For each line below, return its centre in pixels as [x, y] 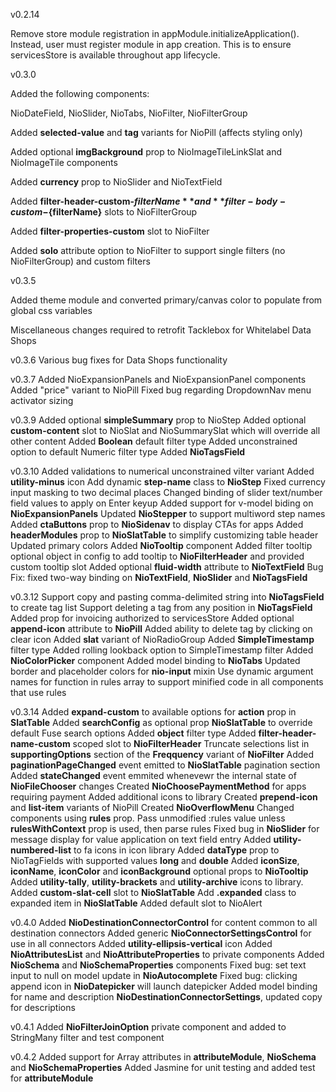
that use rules [38, 692]
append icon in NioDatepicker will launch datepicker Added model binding [164, 986]
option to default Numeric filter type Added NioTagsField [128, 452]
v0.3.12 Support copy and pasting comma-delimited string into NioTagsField [167, 597]
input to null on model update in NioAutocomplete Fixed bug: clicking [154, 975]
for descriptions [43, 1007]
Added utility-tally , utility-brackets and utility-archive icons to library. [157, 882]
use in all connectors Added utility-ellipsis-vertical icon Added [141, 943]
